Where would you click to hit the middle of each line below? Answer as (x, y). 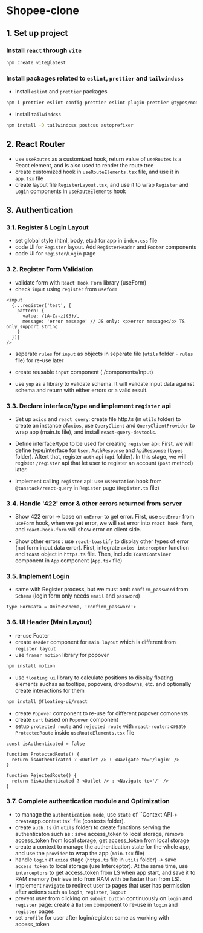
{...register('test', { (41, 305)
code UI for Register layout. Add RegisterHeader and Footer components (106, 247)
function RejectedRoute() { (42, 775)
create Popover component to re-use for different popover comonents (101, 713)
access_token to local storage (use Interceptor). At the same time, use (101, 866)
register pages (34, 911)
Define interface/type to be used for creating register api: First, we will (104, 443)
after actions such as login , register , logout (71, 892)
